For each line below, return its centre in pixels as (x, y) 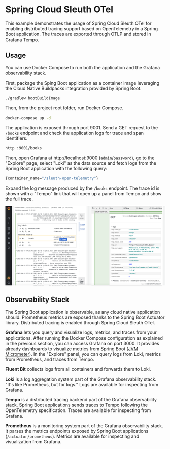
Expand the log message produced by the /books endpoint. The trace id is (82, 188)
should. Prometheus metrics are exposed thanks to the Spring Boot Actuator (85, 317)
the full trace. (19, 199)
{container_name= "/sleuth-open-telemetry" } (52, 178)
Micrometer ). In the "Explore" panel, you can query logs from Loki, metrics (83, 354)
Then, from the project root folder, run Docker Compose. (64, 108)
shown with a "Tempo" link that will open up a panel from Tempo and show (83, 194)
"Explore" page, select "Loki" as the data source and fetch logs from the (81, 163)
